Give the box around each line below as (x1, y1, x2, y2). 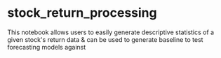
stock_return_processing (7, 5, 157, 21)
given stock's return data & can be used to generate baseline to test (7, 35, 203, 43)
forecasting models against (7, 43, 86, 51)
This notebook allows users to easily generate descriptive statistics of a (7, 28, 215, 36)
